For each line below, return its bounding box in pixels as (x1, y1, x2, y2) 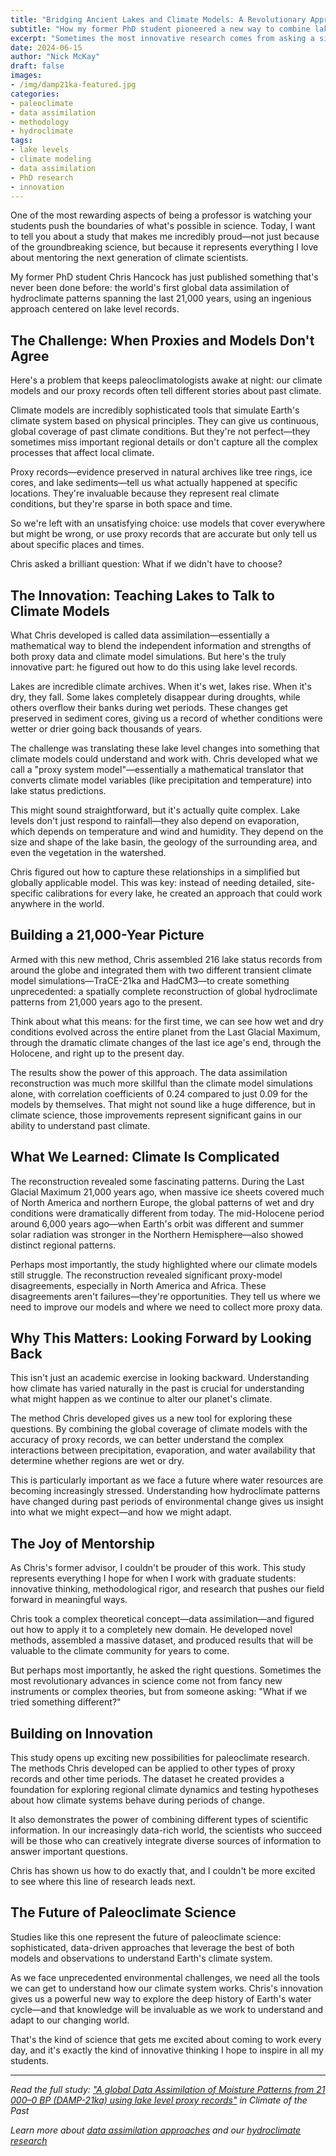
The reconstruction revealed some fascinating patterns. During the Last (10, 1175, 305, 1187)
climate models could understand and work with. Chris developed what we (10, 753, 318, 765)
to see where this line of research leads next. (10, 1876, 196, 1888)
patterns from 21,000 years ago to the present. (10, 996, 203, 1008)
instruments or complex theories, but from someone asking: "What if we (10, 1686, 308, 1698)
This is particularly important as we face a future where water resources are (10, 1474, 324, 1486)
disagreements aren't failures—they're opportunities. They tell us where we (10, 1290, 321, 1302)
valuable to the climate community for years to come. (10, 1645, 230, 1657)
